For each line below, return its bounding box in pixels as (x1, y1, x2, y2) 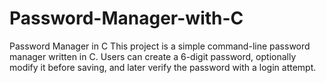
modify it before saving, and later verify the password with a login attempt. (9, 61, 317, 73)
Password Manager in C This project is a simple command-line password (9, 40, 311, 52)
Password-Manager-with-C (9, 7, 244, 30)
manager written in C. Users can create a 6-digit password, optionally (9, 50, 297, 62)
